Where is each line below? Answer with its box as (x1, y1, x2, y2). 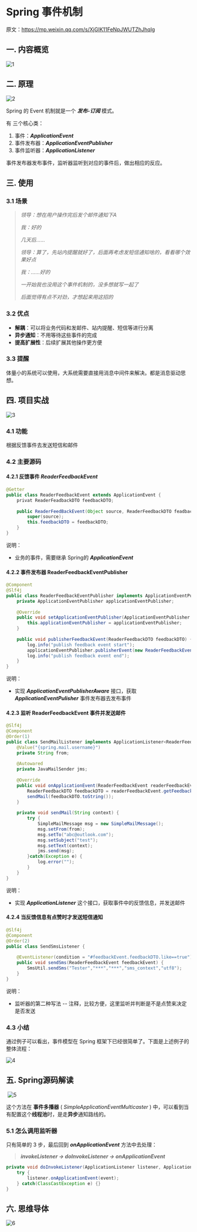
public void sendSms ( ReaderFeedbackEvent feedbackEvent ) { (16, 960, 164, 966)
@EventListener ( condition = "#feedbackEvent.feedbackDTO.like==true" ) (16, 954, 193, 961)
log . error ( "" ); (37, 859, 75, 865)
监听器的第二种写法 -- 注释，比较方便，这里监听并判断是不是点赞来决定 (14, 1000, 187, 1007)
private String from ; (16, 750, 69, 756)
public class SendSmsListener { (6, 943, 85, 949)
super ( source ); (27, 514, 64, 520)
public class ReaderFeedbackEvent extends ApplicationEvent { (6, 492, 161, 498)
